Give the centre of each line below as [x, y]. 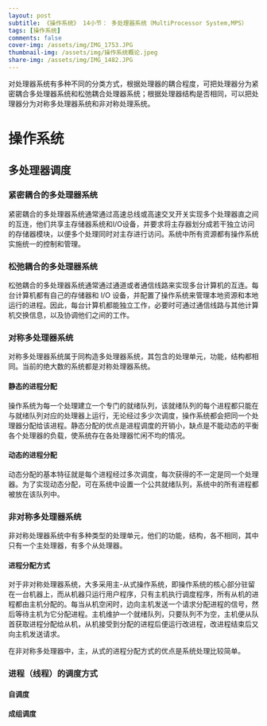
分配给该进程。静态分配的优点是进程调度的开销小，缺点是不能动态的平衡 [140, 425]
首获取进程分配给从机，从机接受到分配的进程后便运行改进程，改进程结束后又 [133, 624]
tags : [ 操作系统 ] [35, 30]
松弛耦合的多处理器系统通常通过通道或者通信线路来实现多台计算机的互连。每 [133, 285]
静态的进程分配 [33, 386]
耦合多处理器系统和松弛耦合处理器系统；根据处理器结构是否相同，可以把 [133, 93]
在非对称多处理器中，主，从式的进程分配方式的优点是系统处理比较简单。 [126, 651]
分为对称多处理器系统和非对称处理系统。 [88, 103]
